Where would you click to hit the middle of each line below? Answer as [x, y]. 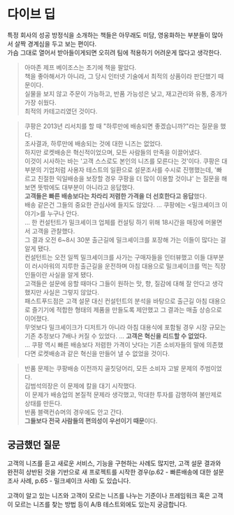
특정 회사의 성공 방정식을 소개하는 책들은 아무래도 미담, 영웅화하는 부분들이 [109, 35]
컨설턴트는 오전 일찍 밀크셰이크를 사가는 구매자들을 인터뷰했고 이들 [115, 257]
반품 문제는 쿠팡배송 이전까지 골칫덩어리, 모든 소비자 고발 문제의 [111, 368]
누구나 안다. [63, 213]
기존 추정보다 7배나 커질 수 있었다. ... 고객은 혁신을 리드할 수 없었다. [116, 336]
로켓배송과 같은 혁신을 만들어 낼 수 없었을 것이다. [103, 353]
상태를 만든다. [43, 403]
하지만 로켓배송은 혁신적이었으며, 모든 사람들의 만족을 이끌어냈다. [113, 152]
